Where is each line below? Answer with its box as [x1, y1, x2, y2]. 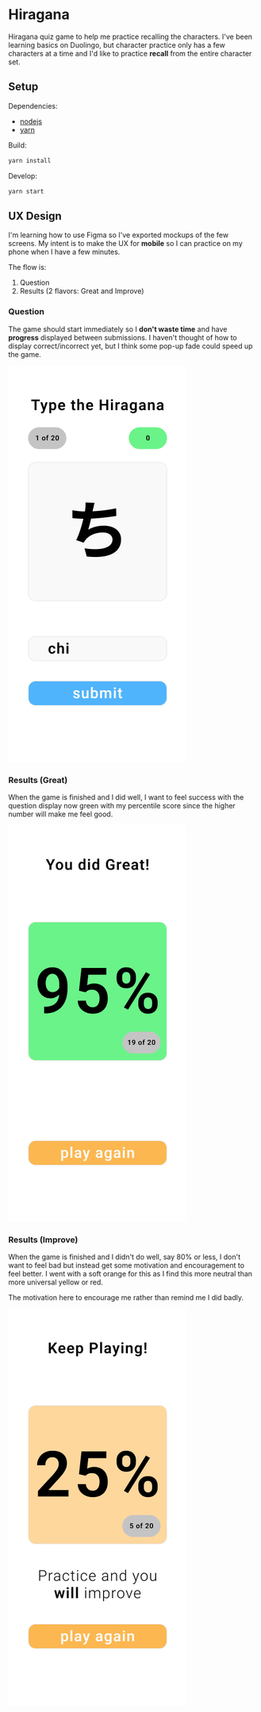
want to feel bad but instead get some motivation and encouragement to [8, 1261, 244, 1270]
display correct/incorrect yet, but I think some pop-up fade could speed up [8, 341, 253, 351]
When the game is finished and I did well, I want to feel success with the [8, 792, 244, 802]
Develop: [8, 171, 38, 180]
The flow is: [8, 263, 47, 272]
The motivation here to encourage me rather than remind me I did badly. [8, 1293, 244, 1303]
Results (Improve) [8, 1234, 79, 1245]
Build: [8, 140, 27, 150]
